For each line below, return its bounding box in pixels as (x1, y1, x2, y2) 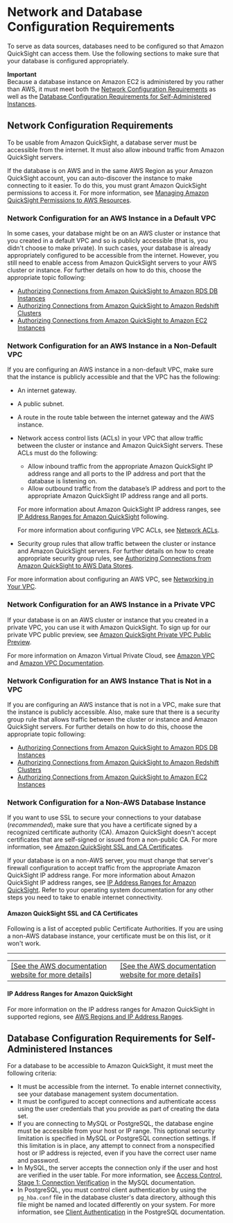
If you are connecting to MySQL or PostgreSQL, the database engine (17, 1120, 214, 1128)
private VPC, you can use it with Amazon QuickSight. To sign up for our (7, 623, 211, 631)
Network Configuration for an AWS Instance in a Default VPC (7, 213, 216, 223)
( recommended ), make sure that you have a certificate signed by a (7, 821, 198, 829)
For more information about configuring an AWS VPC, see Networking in (7, 575, 214, 583)
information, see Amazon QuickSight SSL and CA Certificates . (7, 843, 184, 851)
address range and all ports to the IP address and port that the (27, 469, 206, 478)
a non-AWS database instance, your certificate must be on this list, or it (7, 932, 212, 940)
